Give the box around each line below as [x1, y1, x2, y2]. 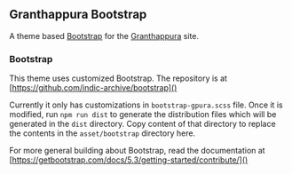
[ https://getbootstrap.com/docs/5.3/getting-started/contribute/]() [9, 154, 249, 165]
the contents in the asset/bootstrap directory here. [9, 128, 196, 138]
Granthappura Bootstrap [9, 7, 147, 22]
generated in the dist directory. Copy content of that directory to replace [9, 119, 277, 130]
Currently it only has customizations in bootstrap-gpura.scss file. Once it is [9, 99, 283, 110]
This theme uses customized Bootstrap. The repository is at [9, 73, 228, 83]
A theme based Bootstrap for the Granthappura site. [9, 30, 200, 41]
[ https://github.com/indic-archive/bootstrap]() [9, 83, 178, 93]
